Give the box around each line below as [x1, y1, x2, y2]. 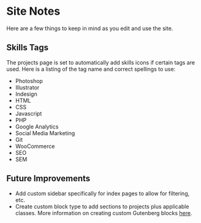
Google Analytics [15, 123, 59, 130]
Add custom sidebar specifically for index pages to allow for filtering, [15, 189, 190, 197]
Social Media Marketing [15, 129, 75, 136]
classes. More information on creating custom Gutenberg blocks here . [15, 209, 192, 216]
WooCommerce [15, 143, 55, 150]
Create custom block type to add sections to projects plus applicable [15, 203, 189, 210]
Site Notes [6, 4, 61, 18]
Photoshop [15, 77, 43, 84]
